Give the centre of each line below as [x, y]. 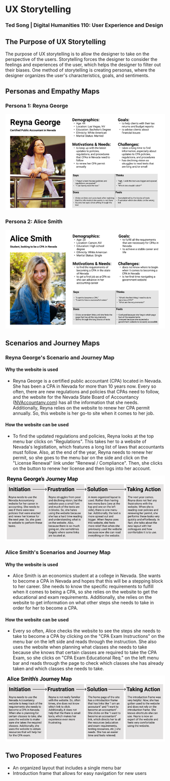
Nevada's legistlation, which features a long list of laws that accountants [88, 447]
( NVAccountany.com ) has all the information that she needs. [75, 402]
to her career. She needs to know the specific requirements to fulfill [83, 587]
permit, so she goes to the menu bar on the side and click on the [80, 458]
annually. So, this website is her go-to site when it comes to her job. [83, 413]
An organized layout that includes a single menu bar [67, 768]
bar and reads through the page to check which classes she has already [88, 663]
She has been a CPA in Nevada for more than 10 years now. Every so [84, 386]
